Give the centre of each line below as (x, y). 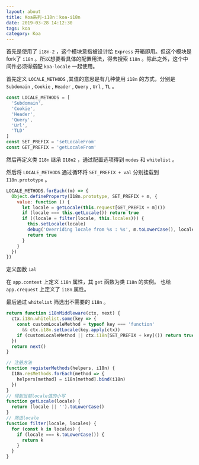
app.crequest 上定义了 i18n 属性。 (48, 290)
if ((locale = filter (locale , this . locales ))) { (83, 219)
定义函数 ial (21, 269)
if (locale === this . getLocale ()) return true (80, 213)
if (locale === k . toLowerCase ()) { (61, 435)
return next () (29, 346)
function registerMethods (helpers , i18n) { (61, 368)
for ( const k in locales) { (46, 429)
